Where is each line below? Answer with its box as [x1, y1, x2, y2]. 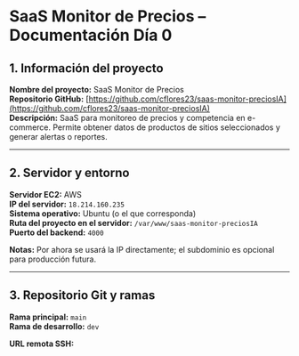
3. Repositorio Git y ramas [9, 287, 156, 303]
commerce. [9, 122, 52, 133]
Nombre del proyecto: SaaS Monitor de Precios [9, 85, 184, 94]
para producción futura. [9, 254, 96, 264]
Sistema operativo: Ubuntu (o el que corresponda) [9, 207, 197, 219]
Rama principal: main [9, 311, 87, 322]
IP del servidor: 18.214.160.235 [9, 198, 125, 209]
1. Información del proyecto [9, 61, 164, 76]
